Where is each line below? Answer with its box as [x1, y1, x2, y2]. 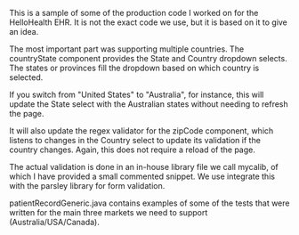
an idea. [9, 27, 39, 36]
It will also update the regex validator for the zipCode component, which [9, 126, 274, 136]
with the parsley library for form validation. [9, 181, 166, 190]
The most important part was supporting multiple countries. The [9, 44, 245, 54]
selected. [9, 72, 44, 83]
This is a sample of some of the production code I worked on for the [9, 8, 259, 18]
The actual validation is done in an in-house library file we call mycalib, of [9, 162, 279, 172]
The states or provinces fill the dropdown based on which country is [9, 62, 260, 73]
